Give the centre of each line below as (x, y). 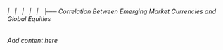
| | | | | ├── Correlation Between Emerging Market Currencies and (112, 11)
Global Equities (29, 18)
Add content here (33, 41)
